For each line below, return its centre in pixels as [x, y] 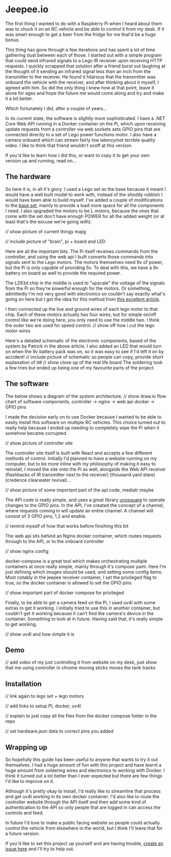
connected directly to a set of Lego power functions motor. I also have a [81, 134]
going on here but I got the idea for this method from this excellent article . [83, 299]
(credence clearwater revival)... [38, 480]
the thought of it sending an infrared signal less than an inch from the [78, 71]
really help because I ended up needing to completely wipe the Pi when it [82, 428]
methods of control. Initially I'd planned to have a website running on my [81, 458]
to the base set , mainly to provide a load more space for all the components [85, 205]
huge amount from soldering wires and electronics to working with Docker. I [85, 770]
